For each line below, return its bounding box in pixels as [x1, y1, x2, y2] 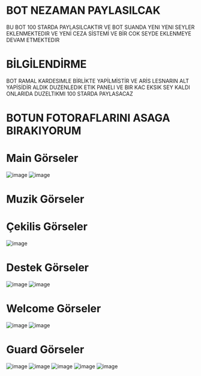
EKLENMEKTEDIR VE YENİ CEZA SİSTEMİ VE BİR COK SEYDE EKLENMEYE [6, 29, 192, 37]
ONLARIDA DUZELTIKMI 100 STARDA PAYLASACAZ [6, 90, 133, 97]
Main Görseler [6, 152, 79, 165]
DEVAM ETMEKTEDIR [6, 36, 60, 43]
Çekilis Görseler [6, 220, 88, 233]
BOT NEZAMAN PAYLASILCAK [6, 4, 161, 17]
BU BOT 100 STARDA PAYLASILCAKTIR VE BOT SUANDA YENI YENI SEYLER [6, 23, 195, 31]
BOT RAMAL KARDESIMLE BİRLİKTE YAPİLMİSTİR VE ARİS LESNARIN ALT [6, 77, 190, 84]
